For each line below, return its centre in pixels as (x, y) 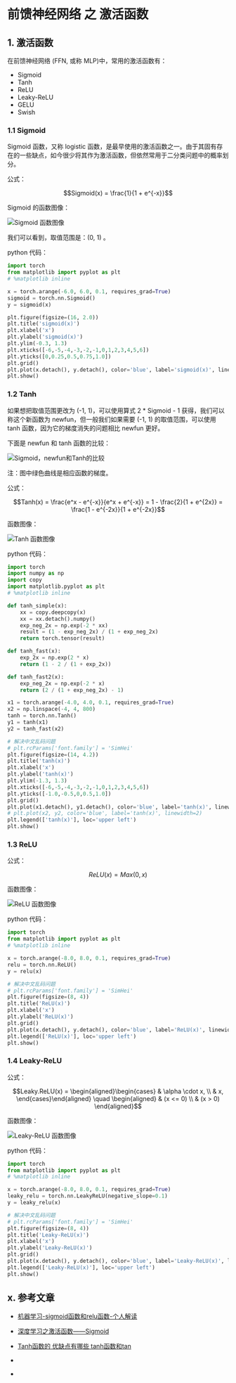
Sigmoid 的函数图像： (39, 207)
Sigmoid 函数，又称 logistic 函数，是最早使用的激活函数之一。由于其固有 (112, 147)
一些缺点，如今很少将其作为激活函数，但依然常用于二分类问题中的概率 (121, 155)
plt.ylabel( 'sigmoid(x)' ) (45, 337)
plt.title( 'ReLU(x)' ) (39, 1004)
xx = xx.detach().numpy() (58, 619)
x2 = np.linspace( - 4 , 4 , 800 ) (52, 709)
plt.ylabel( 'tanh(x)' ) (40, 774)
